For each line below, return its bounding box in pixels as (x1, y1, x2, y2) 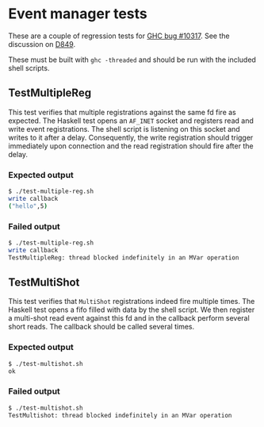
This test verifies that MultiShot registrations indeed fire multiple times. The (8, 297, 255, 306)
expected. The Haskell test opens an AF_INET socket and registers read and (8, 116, 254, 125)
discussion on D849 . (8, 39, 76, 48)
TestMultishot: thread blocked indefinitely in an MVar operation (8, 411, 232, 419)
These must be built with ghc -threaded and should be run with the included (8, 55, 256, 64)
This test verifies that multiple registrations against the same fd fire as (8, 107, 236, 117)
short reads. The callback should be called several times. (8, 322, 195, 332)
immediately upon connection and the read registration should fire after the (8, 140, 254, 151)
